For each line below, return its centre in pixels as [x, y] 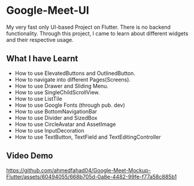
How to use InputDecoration [50, 130]
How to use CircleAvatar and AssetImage [65, 124]
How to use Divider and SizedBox [56, 118]
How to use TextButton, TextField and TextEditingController [88, 137]
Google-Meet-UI [48, 10]
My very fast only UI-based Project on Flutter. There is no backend [88, 27]
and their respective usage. [40, 40]
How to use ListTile [39, 98]
